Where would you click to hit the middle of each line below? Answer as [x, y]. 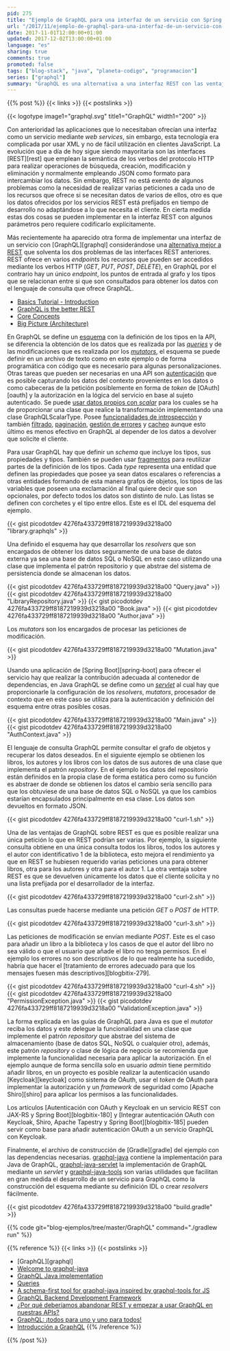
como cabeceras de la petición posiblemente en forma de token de [102, 388]
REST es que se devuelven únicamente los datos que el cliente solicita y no [113, 876]
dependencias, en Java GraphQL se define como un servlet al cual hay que [113, 685]
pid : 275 [20, 13]
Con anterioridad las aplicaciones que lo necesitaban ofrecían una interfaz [112, 130]
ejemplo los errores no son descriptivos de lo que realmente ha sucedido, [111, 959]
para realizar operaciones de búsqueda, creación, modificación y [99, 166]
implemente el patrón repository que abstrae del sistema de [91, 1036]
